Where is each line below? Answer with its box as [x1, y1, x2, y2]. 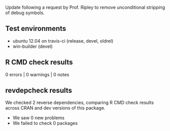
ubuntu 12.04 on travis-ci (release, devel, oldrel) [12, 38, 114, 44]
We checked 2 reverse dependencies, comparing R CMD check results [5, 100, 154, 106]
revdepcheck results [5, 86, 72, 95]
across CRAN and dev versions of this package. [5, 105, 106, 111]
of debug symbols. [5, 10, 45, 16]
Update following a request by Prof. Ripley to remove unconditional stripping [5, 5, 165, 10]
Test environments [5, 24, 66, 33]
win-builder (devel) [12, 43, 53, 49]
